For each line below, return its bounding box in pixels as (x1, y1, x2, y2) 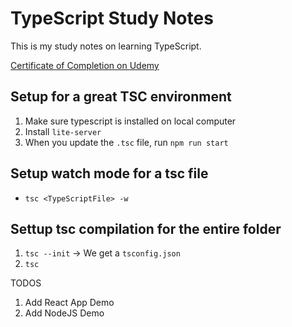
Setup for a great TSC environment (10, 88, 232, 106)
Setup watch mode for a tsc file (10, 165, 209, 182)
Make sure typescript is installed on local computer (24, 115, 237, 127)
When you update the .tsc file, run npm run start (24, 136, 229, 148)
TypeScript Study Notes (10, 7, 214, 30)
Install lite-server (24, 125, 102, 137)
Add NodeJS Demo (24, 307, 105, 319)
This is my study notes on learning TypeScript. (10, 40, 202, 52)
